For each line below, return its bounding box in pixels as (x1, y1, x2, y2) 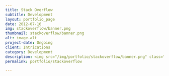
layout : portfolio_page (5, 17, 55, 22)
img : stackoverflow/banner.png (5, 26, 71, 31)
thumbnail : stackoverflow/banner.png (5, 31, 84, 36)
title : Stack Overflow (5, 7, 53, 13)
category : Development (5, 49, 53, 54)
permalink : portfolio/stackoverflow (5, 59, 82, 64)
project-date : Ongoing (5, 40, 53, 45)
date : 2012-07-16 (5, 21, 42, 27)
